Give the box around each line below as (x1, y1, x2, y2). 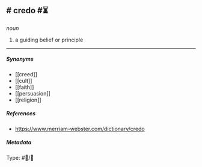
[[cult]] (14, 77, 32, 84)
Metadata (6, 139, 32, 146)
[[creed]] (14, 70, 37, 77)
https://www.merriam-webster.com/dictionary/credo (14, 125, 145, 132)
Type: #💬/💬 (6, 154, 34, 161)
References (6, 110, 36, 117)
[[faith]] (14, 83, 34, 91)
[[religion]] (14, 96, 41, 103)
